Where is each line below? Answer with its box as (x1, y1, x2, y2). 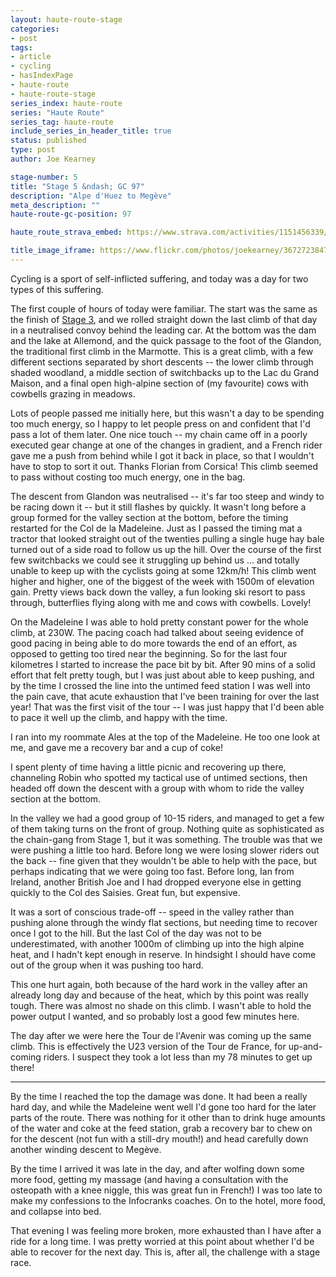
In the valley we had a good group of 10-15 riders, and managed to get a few (10, 812, 325, 824)
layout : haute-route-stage (10, 14, 123, 25)
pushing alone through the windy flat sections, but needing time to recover (10, 916, 318, 928)
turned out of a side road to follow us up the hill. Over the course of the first (10, 543, 322, 555)
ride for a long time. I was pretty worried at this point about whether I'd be (10, 1235, 315, 1247)
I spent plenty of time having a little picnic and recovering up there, (10, 761, 287, 773)
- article (10, 52, 52, 62)
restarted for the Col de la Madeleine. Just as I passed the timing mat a (10, 522, 303, 534)
